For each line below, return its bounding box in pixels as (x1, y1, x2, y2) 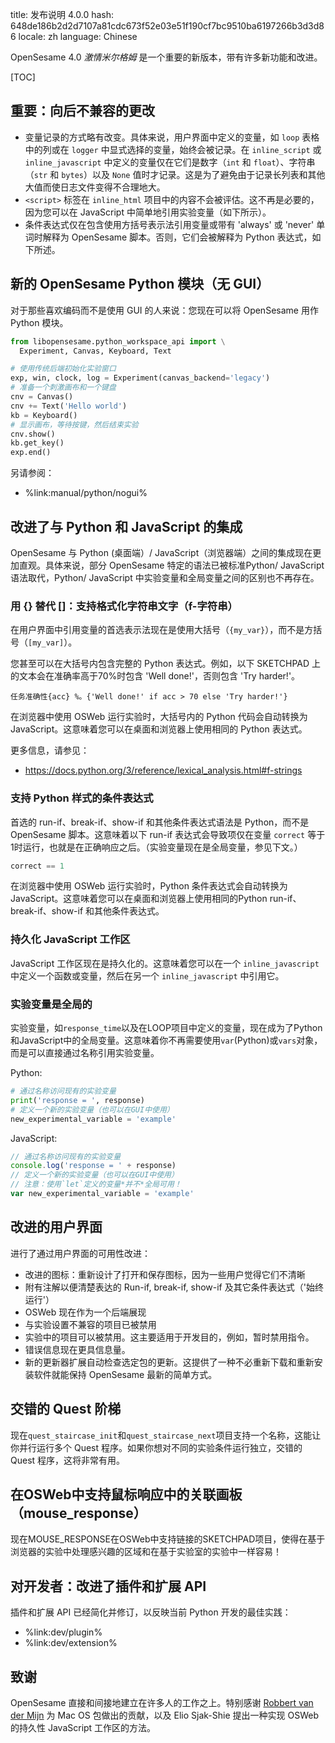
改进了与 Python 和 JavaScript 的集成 (10, 518, 243, 535)
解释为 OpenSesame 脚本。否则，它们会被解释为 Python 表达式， (42, 231, 313, 243)
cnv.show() (10, 429, 56, 439)
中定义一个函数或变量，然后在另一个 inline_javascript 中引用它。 (10, 969, 285, 982)
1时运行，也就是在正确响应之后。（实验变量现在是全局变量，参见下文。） (10, 841, 303, 853)
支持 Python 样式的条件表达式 (10, 791, 154, 805)
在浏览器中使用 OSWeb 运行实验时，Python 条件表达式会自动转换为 (10, 880, 288, 892)
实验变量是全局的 (10, 997, 93, 1011)
